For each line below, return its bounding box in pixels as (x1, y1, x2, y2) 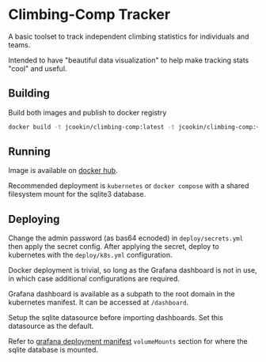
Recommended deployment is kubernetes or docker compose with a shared (8, 181, 249, 190)
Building (8, 87, 50, 100)
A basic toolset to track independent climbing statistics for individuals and (8, 32, 249, 41)
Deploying (8, 212, 60, 226)
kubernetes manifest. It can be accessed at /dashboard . (8, 298, 189, 307)
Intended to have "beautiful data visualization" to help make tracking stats (8, 55, 249, 65)
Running (8, 145, 51, 159)
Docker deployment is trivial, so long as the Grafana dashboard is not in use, (8, 266, 257, 275)
